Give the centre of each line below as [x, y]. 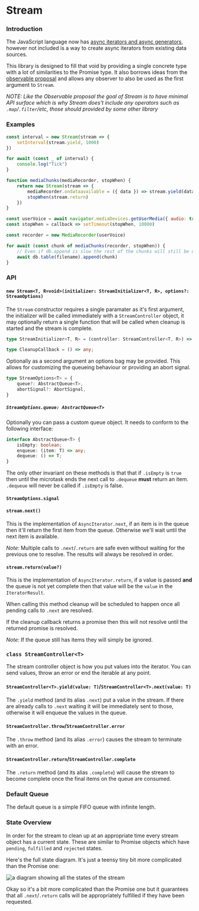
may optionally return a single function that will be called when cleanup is [96, 322]
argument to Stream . [31, 85]
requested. [19, 901]
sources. [17, 55]
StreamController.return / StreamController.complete [71, 759]
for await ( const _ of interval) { [50, 159]
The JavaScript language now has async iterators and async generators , [95, 42]
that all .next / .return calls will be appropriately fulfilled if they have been [95, 895]
